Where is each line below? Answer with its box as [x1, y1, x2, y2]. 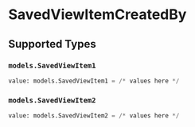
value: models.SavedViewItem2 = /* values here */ [8, 112, 180, 120]
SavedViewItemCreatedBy [8, 6, 187, 24]
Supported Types [8, 37, 97, 51]
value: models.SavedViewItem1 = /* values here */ [8, 77, 180, 85]
